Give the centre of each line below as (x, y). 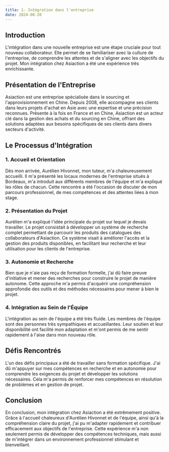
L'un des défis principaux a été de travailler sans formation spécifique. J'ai (83, 363)
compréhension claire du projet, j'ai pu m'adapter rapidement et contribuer (83, 423)
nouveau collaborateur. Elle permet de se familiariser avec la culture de (79, 53)
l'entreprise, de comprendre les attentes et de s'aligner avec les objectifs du (85, 58)
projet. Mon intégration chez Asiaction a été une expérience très (72, 63)
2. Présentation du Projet (36, 211)
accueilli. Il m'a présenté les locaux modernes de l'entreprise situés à (77, 176)
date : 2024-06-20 (24, 15)
